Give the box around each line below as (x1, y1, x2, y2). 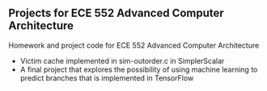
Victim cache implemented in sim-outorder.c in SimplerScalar (19, 56, 225, 65)
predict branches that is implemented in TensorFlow (19, 72, 194, 83)
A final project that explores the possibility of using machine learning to (19, 64, 258, 74)
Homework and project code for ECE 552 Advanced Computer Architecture (8, 40, 260, 50)
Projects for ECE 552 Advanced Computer (8, 6, 224, 20)
